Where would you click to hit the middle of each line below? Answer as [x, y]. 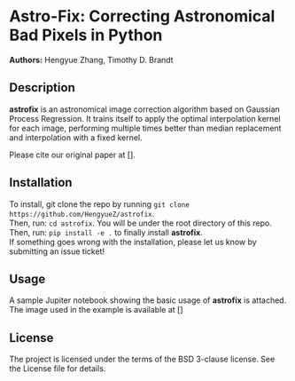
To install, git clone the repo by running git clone [100, 204]
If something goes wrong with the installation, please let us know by [133, 242]
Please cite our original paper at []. [72, 155]
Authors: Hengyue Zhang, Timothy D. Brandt [92, 60]
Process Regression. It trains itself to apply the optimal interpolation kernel [145, 118]
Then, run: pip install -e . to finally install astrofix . [106, 232]
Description [42, 87]
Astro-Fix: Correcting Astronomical [142, 16]
